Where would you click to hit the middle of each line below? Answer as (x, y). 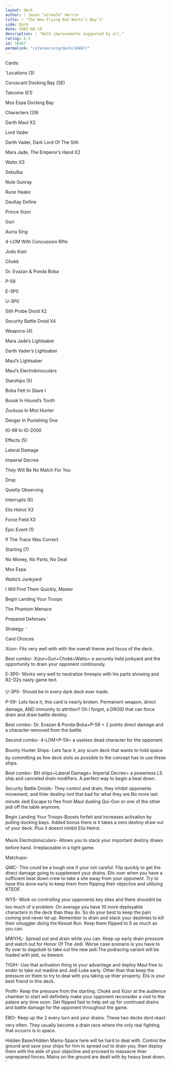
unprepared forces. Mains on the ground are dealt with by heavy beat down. (86, 1057)
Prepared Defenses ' (27, 619)
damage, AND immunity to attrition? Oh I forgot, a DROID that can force (80, 709)
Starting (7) (17, 549)
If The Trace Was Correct (32, 539)
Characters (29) (22, 112)
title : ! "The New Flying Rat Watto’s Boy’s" (54, 19)
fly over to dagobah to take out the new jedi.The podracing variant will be (82, 949)
